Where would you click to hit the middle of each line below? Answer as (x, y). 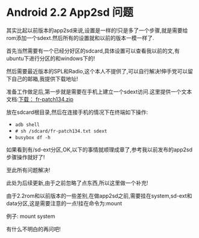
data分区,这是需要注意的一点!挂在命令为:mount (64, 203)
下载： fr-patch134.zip (46, 99)
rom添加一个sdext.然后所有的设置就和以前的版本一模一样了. (81, 38)
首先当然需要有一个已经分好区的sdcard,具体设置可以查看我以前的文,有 (93, 51)
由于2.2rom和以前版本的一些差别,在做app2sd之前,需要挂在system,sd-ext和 (99, 196)
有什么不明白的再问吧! (34, 229)
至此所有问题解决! (28, 170)
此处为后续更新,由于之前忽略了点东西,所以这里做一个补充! (77, 183)
